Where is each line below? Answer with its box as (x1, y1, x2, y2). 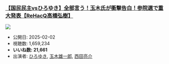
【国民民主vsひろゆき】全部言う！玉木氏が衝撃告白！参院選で (5, 4, 159, 11)
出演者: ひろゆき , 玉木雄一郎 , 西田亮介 (12, 53, 93, 59)
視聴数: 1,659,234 (12, 41, 50, 47)
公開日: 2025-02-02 (12, 34, 55, 40)
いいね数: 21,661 (12, 47, 48, 53)
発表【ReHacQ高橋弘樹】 (10, 12, 73, 19)
